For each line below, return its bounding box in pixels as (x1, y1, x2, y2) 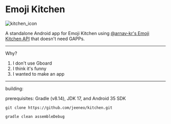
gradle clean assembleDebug (5, 114, 65, 119)
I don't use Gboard (12, 60, 52, 66)
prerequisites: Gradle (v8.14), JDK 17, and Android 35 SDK (5, 95, 126, 101)
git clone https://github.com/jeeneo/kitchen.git (5, 105, 113, 110)
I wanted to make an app (12, 71, 65, 77)
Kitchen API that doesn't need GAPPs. (5, 36, 85, 42)
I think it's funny (12, 65, 47, 72)
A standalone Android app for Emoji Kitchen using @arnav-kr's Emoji (5, 30, 150, 36)
